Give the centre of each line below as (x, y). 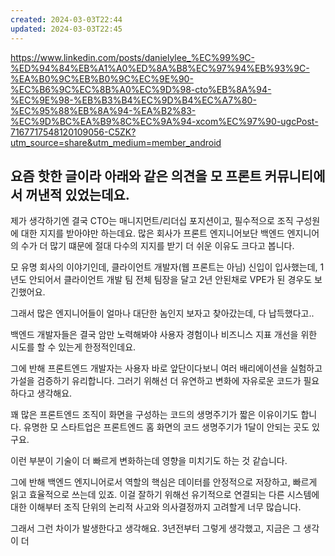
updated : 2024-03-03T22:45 (66, 29)
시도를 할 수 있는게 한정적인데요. (73, 347)
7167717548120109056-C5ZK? (73, 132)
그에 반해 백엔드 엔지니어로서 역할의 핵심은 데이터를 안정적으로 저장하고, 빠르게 (164, 482)
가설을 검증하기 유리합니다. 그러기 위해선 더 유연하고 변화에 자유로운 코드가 (156, 381)
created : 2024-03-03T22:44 (66, 19)
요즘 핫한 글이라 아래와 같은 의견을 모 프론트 (136, 176)
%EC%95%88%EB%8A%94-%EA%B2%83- (103, 110)
